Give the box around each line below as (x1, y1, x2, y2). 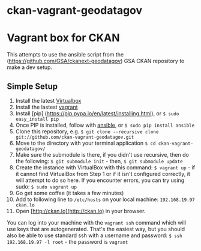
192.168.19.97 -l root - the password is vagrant (7, 238, 128, 245)
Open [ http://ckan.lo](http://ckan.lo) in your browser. (15, 207, 146, 214)
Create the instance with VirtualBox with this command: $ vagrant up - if (15, 163, 196, 171)
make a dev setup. (7, 64, 53, 71)
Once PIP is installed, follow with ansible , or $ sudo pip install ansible (15, 121, 195, 129)
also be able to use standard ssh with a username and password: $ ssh (7, 232, 182, 239)
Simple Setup (7, 81, 58, 91)
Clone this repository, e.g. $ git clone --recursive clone (15, 127, 159, 135)
